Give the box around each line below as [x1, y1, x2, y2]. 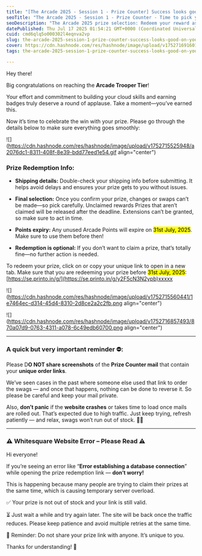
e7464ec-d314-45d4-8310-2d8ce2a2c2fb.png [6, 299, 123, 307]
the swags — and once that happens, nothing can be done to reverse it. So [6, 386, 192, 393]
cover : [6, 43, 23, 49]
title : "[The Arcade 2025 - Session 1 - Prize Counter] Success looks [6, 8, 187, 15]
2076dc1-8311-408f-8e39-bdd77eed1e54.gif [6, 148, 117, 155]
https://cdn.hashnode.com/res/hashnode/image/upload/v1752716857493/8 [8, 317, 195, 325]
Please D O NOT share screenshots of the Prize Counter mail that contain [6, 361, 189, 368]
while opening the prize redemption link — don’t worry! [6, 469, 144, 476]
